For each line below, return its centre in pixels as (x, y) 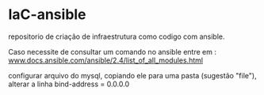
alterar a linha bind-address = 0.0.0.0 (69, 84)
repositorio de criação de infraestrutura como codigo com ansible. (117, 36)
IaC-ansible (47, 15)
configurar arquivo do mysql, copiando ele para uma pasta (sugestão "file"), (132, 75)
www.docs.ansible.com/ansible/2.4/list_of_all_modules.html (106, 60)
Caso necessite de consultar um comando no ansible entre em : (112, 51)
